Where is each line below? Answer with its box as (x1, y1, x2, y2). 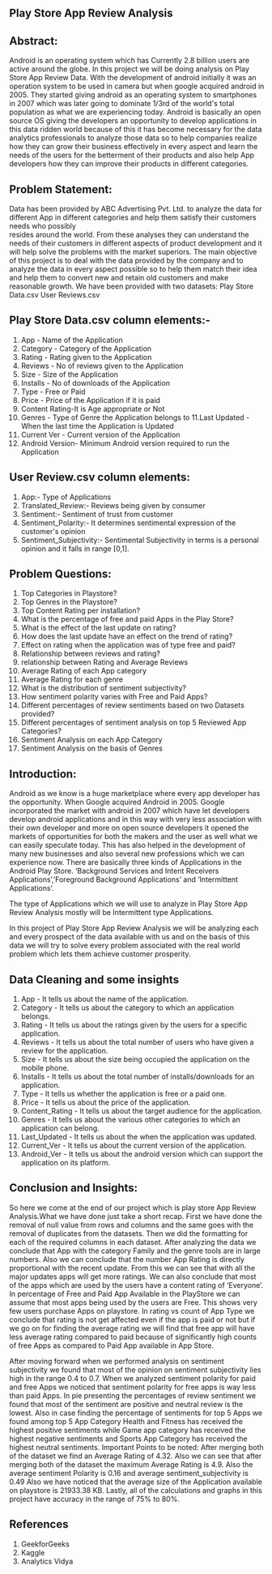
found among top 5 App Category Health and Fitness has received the (9, 1416, 244, 1426)
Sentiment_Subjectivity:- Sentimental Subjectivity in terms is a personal (20, 535, 259, 545)
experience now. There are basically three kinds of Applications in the (9, 858, 242, 867)
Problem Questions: (9, 567, 112, 581)
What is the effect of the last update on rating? (20, 623, 176, 633)
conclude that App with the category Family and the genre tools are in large (9, 1246, 261, 1255)
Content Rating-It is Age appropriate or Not (20, 404, 165, 413)
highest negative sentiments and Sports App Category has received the (9, 1434, 248, 1444)
